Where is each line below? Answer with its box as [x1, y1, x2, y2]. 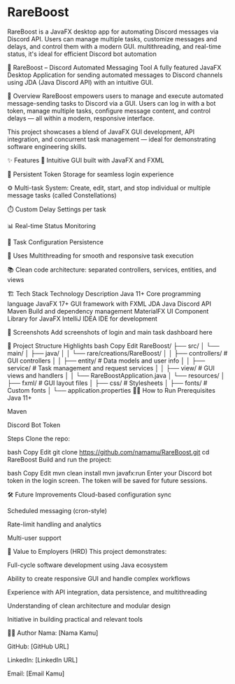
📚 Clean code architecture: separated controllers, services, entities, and [7, 265, 217, 274]
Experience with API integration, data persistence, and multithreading [7, 587, 208, 596]
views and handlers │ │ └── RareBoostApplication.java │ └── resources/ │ [7, 371, 225, 379]
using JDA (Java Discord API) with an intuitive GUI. [7, 78, 154, 86]
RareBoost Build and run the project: [7, 455, 112, 463]
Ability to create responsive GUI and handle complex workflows [7, 574, 190, 582]
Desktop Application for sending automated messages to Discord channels [7, 71, 223, 79]
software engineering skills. [7, 142, 87, 151]
